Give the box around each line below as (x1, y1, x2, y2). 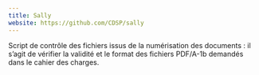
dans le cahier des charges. (8, 57, 100, 67)
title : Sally (8, 11, 52, 20)
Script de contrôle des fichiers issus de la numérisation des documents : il (8, 40, 251, 50)
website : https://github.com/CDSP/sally (8, 19, 145, 27)
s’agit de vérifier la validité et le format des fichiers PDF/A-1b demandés (8, 49, 244, 58)
